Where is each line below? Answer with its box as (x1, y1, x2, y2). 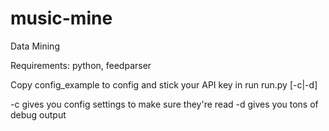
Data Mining (10, 40, 60, 52)
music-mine (10, 7, 113, 30)
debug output (10, 108, 67, 121)
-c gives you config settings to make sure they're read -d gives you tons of (10, 98, 319, 110)
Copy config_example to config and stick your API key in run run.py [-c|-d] (10, 78, 318, 91)
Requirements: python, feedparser (10, 59, 152, 71)
